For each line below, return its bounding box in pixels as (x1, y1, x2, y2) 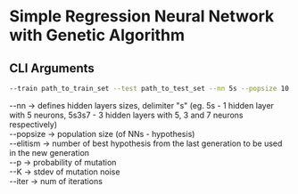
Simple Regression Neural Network (9, 6, 275, 27)
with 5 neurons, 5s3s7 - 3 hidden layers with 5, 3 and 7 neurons (9, 109, 244, 120)
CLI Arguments (9, 61, 95, 76)
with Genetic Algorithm (9, 25, 186, 45)
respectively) (9, 118, 58, 130)
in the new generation (9, 147, 90, 158)
